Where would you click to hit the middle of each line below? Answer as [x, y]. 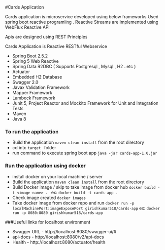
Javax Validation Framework [41, 87]
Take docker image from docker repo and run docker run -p [73, 203]
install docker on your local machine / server [57, 176]
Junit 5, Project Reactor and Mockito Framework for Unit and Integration [85, 103]
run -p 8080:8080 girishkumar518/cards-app [58, 213]
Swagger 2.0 [25, 82]
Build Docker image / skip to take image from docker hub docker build [84, 187]
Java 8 [19, 119]
